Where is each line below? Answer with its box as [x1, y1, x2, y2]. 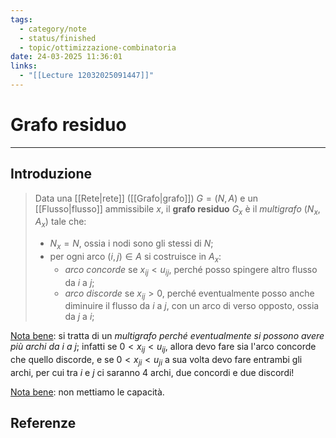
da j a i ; [64, 311, 95, 323]
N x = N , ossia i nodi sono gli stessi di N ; [49, 237, 214, 252]
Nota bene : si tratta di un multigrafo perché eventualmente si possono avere [10, 330, 325, 342]
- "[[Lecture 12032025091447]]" [19, 71, 155, 81]
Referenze [10, 415, 77, 432]
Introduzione [10, 166, 93, 183]
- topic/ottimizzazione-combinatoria [19, 42, 177, 53]
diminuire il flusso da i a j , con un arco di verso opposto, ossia [64, 300, 320, 312]
